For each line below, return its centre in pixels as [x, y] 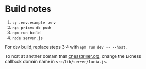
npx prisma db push [32, 28]
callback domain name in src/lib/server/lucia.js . [56, 61]
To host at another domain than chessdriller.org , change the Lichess [73, 56]
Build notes [28, 9]
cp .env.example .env [34, 23]
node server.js [27, 38]
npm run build [26, 33]
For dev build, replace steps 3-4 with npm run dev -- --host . [66, 47]
